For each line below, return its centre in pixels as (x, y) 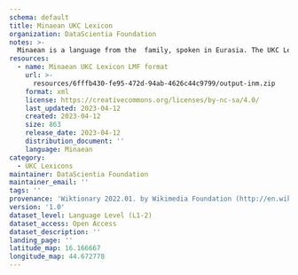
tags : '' (25, 191)
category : (27, 157)
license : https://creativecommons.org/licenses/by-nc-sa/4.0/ (142, 100)
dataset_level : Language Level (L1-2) (81, 215)
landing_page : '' (41, 240)
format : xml (47, 91)
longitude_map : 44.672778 (57, 257)
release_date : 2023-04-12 (73, 133)
